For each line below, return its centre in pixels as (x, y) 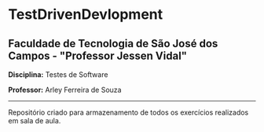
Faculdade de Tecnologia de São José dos (113, 44)
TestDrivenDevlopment (86, 15)
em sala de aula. (35, 121)
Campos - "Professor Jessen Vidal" (97, 55)
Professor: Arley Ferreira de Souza (65, 90)
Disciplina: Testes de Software (58, 75)
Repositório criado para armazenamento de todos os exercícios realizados (128, 112)
